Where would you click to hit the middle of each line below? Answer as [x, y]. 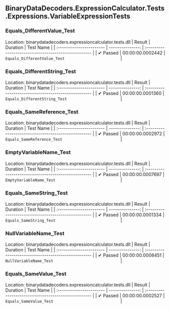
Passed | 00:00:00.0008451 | [134, 255]
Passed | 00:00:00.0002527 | [134, 296]
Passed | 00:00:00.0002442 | [134, 52]
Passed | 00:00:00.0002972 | [134, 134]
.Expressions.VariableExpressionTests [68, 17]
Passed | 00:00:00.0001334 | [134, 215]
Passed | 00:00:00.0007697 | [134, 174]
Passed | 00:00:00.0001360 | [134, 93]
